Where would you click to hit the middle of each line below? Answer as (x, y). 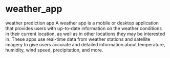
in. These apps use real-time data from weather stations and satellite (78, 39)
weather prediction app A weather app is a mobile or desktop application (82, 23)
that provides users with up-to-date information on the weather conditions (84, 28)
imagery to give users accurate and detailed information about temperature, (85, 44)
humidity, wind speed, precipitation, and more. (54, 50)
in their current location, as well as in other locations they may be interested (85, 34)
